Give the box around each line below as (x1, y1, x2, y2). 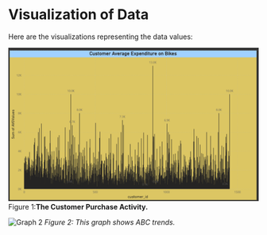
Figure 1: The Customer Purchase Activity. (8, 202, 149, 212)
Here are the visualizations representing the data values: (8, 32, 193, 41)
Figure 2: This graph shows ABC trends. (44, 218, 176, 227)
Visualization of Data (8, 6, 149, 24)
